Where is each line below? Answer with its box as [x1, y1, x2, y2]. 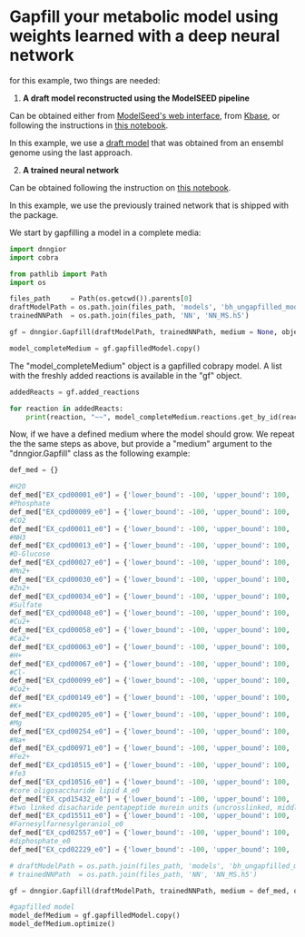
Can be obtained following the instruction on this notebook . [9, 182, 231, 192]
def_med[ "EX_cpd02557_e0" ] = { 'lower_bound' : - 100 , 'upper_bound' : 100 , [9, 828, 290, 837]
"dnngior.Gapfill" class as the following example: [9, 448, 191, 459]
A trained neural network [22, 164, 120, 175]
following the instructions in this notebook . [9, 120, 169, 131]
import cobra [9, 252, 59, 262]
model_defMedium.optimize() [9, 920, 116, 929]
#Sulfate [9, 600, 43, 609]
